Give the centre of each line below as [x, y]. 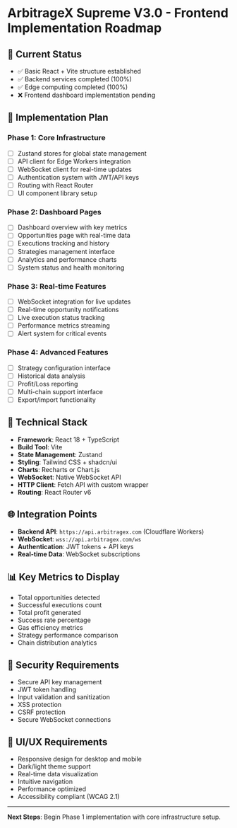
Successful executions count [60, 605]
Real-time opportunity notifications [68, 310]
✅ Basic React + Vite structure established [79, 71]
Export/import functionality [57, 399]
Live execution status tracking [61, 318]
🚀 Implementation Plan [58, 118]
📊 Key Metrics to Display [63, 577]
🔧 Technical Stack [48, 422]
